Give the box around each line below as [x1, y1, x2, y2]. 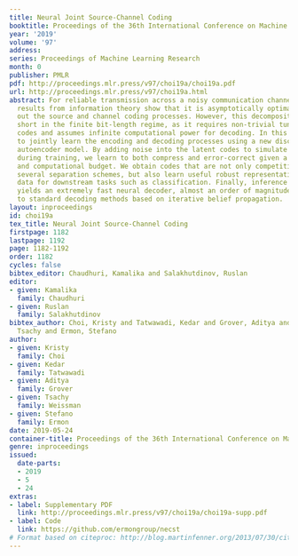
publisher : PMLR [9, 71, 69, 80]
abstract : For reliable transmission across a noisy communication [9, 95, 264, 105]
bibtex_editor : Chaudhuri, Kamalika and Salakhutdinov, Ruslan [9, 269, 248, 278]
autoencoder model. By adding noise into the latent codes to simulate [17, 145, 288, 154]
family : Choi [17, 352, 66, 361]
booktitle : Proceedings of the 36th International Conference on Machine [9, 21, 288, 30]
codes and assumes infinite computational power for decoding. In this [17, 129, 288, 138]
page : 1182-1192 [9, 244, 69, 253]
